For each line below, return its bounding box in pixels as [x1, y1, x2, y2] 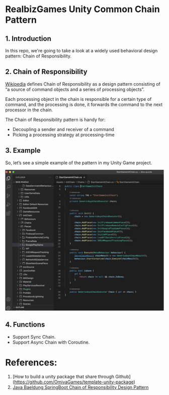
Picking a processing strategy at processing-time [12, 131, 115, 138]
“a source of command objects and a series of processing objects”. [5, 86, 145, 92]
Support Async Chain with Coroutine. [12, 339, 90, 345]
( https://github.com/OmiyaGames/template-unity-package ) [12, 379, 136, 385]
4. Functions [5, 320, 45, 329]
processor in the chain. [5, 107, 53, 113]
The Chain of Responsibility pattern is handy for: [5, 116, 106, 122]
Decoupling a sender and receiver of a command [12, 126, 114, 132]
